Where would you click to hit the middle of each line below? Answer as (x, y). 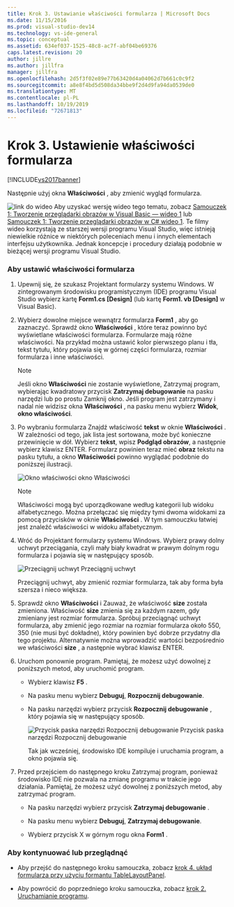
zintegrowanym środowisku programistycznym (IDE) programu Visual (117, 291)
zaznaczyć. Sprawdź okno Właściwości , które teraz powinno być (112, 327)
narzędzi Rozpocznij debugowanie (77, 737)
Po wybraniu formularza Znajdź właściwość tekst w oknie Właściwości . (122, 427)
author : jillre (29, 59)
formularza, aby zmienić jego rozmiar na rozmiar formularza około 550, (119, 625)
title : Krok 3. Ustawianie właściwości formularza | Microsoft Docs (109, 14)
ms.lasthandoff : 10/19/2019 (48, 105)
